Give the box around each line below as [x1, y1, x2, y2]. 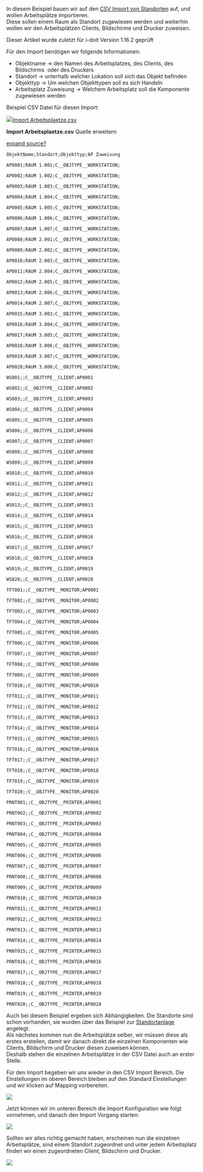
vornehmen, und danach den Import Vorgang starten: [6, 1111, 139, 1119]
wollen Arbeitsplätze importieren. [6, 12, 89, 19]
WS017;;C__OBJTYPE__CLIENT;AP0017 [6, 544, 94, 550]
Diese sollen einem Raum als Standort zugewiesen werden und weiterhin [6, 18, 188, 25]
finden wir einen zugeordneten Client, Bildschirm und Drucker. [6, 1147, 162, 1154]
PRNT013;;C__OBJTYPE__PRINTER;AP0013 [6, 927, 102, 933]
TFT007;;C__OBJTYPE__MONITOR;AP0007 [6, 651, 99, 657]
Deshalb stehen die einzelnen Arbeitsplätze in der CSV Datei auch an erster [6, 1051, 195, 1058]
